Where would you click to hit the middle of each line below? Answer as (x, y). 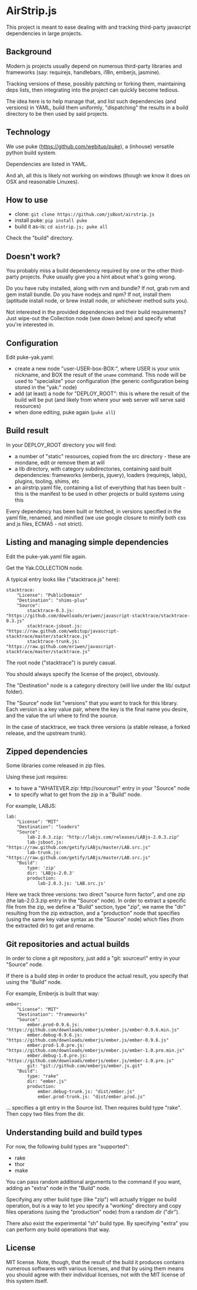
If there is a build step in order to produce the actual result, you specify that (97, 976)
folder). (15, 691)
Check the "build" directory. (40, 238)
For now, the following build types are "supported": (68, 1147)
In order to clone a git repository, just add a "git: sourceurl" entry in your (93, 958)
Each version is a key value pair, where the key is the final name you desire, (97, 709)
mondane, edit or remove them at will (60, 462)
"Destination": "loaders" (48, 827)
